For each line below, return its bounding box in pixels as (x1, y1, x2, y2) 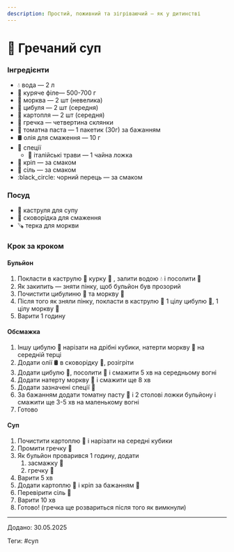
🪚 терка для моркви (17, 221, 79, 230)
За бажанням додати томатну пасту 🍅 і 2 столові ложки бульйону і (17, 391, 217, 399)
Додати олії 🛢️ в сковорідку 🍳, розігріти (17, 358, 134, 366)
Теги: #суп (7, 537, 39, 545)
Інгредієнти (7, 65, 50, 74)
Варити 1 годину (17, 311, 66, 320)
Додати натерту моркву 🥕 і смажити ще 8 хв (17, 375, 151, 384)
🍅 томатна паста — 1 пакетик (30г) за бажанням (17, 126, 161, 134)
